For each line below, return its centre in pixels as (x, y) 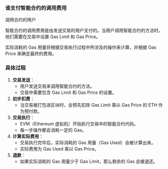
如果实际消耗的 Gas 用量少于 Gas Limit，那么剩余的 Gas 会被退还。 (89, 161)
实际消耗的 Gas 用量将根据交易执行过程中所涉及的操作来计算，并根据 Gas (81, 47)
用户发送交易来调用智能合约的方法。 (57, 86)
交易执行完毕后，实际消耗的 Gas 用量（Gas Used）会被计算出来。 (88, 142)
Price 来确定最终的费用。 (31, 54)
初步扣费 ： (23, 98)
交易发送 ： (23, 80)
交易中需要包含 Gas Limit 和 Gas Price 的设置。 (68, 92)
